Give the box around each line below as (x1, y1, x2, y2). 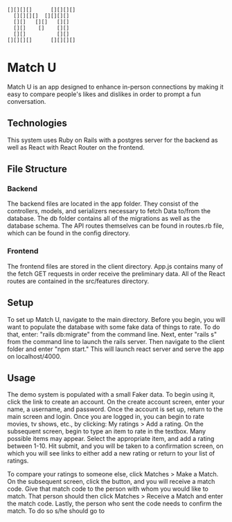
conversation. (7, 97, 46, 105)
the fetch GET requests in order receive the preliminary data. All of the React (7, 269, 226, 278)
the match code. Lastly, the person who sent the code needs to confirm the (7, 499, 222, 508)
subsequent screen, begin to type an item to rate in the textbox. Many (7, 427, 206, 435)
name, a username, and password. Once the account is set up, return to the (7, 405, 223, 413)
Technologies (7, 118, 68, 129)
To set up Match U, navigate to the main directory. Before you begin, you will (7, 315, 226, 323)
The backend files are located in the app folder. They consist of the (7, 199, 199, 208)
